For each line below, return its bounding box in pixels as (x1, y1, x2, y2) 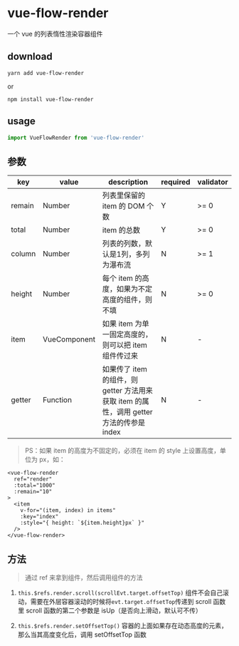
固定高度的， (109, 329, 153, 339)
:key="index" (20, 513, 59, 521)
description (107, 177, 148, 187)
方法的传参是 (102, 418, 146, 428)
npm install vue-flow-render (7, 96, 94, 103)
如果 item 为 (102, 319, 142, 329)
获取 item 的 (102, 396, 142, 406)
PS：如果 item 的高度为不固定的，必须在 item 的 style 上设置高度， (24, 446, 221, 455)
